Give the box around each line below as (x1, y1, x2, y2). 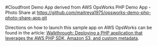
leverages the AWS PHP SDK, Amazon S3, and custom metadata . (5, 35, 139, 41)
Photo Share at (5, 9, 36, 15)
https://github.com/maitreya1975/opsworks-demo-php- (36, 9, 151, 15)
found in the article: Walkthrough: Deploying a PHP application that (5, 30, 143, 35)
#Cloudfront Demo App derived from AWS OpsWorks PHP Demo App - (5, 4, 151, 10)
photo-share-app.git (5, 15, 47, 20)
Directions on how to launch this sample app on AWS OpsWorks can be (5, 24, 152, 30)
